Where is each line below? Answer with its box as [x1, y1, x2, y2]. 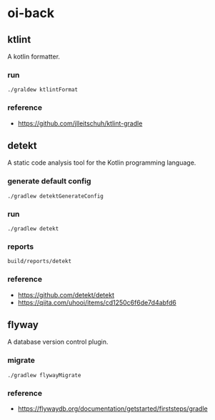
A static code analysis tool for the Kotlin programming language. [7, 158, 196, 167]
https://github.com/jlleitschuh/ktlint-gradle [17, 119, 143, 128]
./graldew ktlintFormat [7, 86, 79, 93]
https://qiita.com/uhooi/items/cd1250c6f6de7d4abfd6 [17, 298, 176, 307]
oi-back [7, 5, 55, 21]
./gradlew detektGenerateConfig [7, 193, 104, 200]
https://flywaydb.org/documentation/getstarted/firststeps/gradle [17, 404, 209, 413]
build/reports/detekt [7, 258, 72, 265]
